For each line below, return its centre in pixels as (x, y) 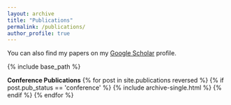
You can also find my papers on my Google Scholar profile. (92, 53)
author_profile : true (39, 33)
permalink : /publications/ (46, 27)
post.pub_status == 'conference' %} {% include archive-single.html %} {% (114, 87)
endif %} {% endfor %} (40, 95)
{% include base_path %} (44, 66)
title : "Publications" (40, 20)
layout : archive (31, 14)
